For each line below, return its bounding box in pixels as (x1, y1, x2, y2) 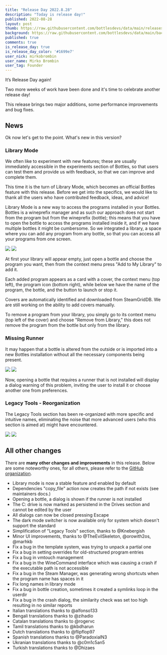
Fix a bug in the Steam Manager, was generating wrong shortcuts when (12, 570, 159, 576)
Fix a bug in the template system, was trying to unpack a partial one (12, 544, 152, 550)
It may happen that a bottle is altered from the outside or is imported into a (5, 346, 158, 352)
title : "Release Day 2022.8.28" (5, 7, 72, 12)
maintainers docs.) (12, 491, 51, 497)
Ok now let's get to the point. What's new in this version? (5, 134, 122, 140)
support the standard (12, 523, 56, 529)
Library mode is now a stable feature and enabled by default (12, 480, 136, 486)
